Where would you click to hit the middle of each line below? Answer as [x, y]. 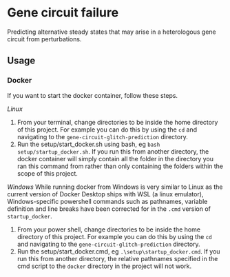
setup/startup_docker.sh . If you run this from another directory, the [113, 151]
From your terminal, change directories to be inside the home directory [117, 122]
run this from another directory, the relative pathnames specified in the [117, 258]
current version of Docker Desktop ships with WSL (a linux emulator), [105, 194]
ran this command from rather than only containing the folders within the [120, 166]
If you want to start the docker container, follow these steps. [92, 95]
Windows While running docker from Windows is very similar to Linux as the [115, 187]
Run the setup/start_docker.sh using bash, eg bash [88, 144]
